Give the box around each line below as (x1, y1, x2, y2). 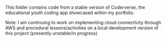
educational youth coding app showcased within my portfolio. (5, 10, 135, 16)
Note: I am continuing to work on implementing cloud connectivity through (5, 20, 161, 25)
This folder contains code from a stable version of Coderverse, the (5, 5, 145, 10)
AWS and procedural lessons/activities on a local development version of (5, 25, 159, 31)
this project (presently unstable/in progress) (5, 30, 98, 36)
